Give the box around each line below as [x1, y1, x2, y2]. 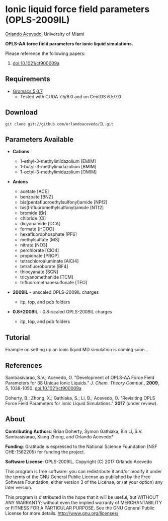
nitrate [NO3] [20, 242, 48, 248]
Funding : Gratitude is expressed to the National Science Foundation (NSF [5, 443, 157, 449]
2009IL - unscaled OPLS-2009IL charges [12, 289, 99, 295]
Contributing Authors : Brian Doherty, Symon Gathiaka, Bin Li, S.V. [5, 428, 143, 434]
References [5, 361, 42, 370]
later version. [5, 484, 33, 490]
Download [5, 108, 38, 117]
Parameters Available [5, 135, 74, 144]
